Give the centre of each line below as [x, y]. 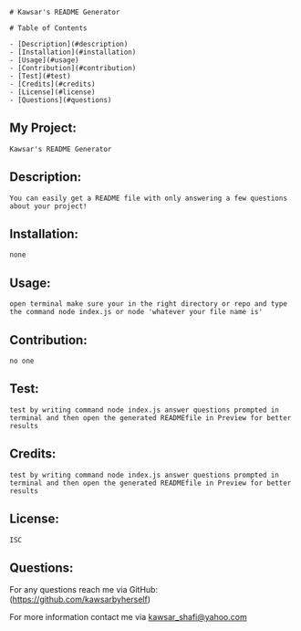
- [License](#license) [52, 92]
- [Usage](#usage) [44, 60]
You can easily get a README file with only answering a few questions [148, 198]
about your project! [49, 206]
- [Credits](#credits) [52, 84]
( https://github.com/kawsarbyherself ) [80, 599]
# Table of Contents [49, 28]
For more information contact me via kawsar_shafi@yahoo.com [129, 617]
